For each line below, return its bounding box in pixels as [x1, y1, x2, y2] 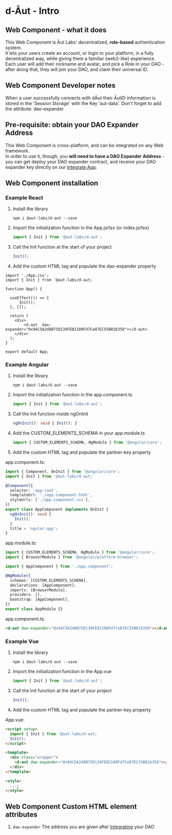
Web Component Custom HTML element [5, 802, 137, 811]
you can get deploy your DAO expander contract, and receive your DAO [5, 158, 156, 165]
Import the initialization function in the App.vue [12, 668, 112, 675]
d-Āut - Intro [5, 5, 60, 17]
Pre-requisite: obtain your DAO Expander [5, 120, 139, 129]
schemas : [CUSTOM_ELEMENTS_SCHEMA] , [10, 578, 88, 583]
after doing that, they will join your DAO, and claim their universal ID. [5, 67, 148, 72]
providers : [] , [10, 592, 42, 597]
